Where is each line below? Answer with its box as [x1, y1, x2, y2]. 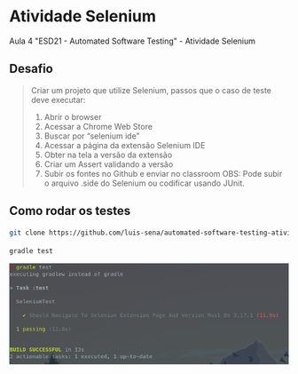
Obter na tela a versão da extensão [43, 149, 173, 160]
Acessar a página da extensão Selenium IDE [43, 139, 206, 150]
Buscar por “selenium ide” [43, 131, 140, 141]
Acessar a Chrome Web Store [43, 121, 153, 131]
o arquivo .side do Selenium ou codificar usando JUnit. [43, 178, 246, 188]
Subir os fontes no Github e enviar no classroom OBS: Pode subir [43, 168, 283, 179]
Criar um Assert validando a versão [43, 158, 174, 170]
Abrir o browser [43, 111, 102, 122]
